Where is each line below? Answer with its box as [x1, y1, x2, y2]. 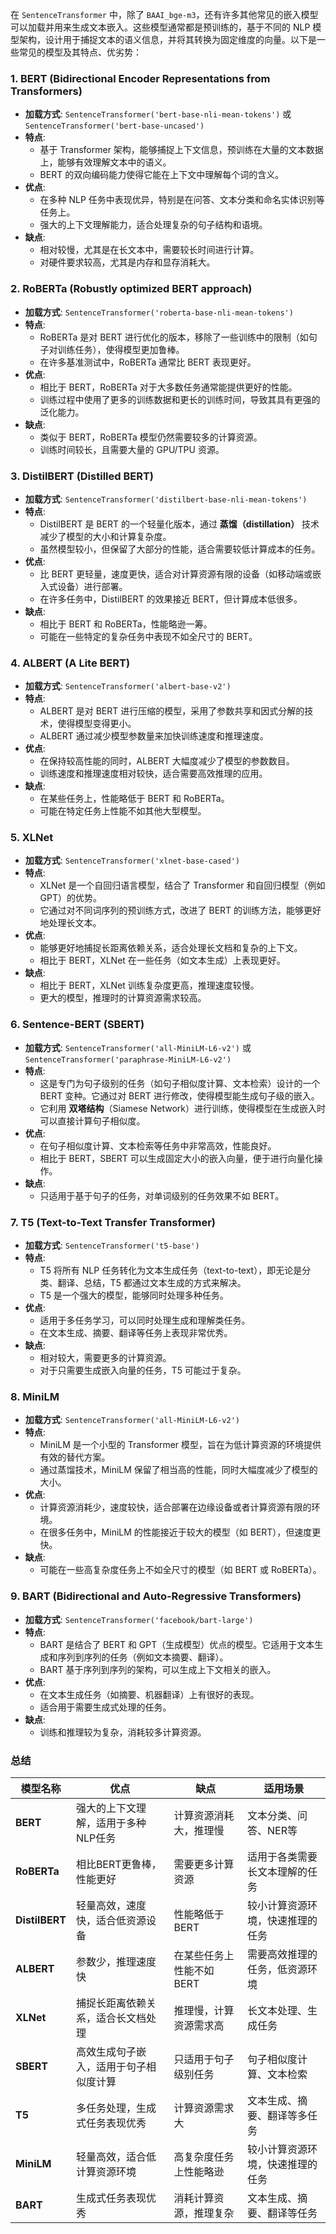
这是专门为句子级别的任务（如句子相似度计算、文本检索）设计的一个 [39, 1077, 321, 1089]
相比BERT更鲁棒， [75, 1857, 162, 1871]
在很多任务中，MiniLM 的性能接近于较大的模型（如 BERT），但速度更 [39, 1526, 322, 1538]
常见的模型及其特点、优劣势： [18, 46, 142, 58]
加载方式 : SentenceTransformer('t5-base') [24, 1239, 200, 1252]
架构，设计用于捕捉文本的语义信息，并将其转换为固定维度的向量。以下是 [18, 34, 317, 45]
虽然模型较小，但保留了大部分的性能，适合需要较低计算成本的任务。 [39, 543, 321, 555]
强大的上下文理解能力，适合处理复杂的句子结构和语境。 [39, 219, 268, 231]
